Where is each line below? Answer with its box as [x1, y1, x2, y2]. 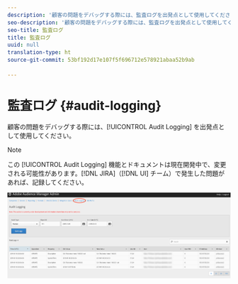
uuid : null [7, 41, 40, 49]
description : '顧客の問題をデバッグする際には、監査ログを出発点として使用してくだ [7, 11, 225, 18]
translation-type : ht [7, 49, 72, 56]
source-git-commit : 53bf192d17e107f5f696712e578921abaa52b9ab [7, 57, 195, 64]
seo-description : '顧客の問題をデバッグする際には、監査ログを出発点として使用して [7, 18, 228, 26]
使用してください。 [19, 131, 76, 140]
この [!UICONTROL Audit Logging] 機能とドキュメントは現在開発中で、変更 [7, 160, 227, 168]
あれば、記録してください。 [7, 177, 89, 186]
